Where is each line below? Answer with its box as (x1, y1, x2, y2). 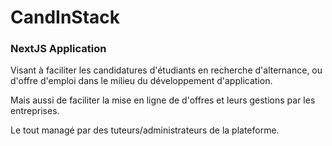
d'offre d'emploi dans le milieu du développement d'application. (10, 75, 273, 87)
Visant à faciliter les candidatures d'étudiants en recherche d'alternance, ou (10, 64, 323, 76)
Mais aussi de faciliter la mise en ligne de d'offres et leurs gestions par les (10, 94, 316, 106)
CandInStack (10, 6, 121, 29)
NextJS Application (10, 42, 107, 56)
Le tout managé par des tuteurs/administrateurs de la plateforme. (10, 124, 280, 136)
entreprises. (10, 105, 60, 117)
